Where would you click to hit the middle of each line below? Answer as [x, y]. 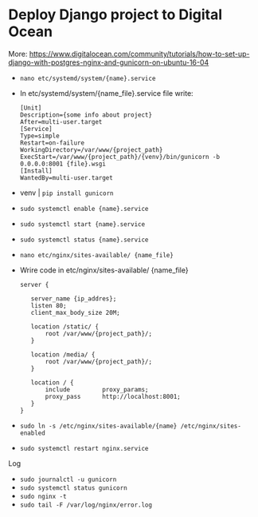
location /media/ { [63, 354]
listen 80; [49, 305]
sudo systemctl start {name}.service [82, 224]
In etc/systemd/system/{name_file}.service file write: [106, 93]
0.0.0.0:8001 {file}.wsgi [63, 164]
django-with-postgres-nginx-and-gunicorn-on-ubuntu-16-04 [109, 62]
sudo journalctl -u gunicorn [68, 479]
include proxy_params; [97, 389]
